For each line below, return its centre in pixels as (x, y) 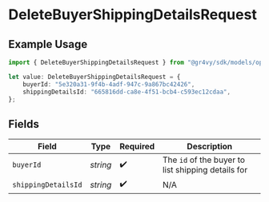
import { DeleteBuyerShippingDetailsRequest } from (96, 62)
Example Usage (48, 44)
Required (137, 147)
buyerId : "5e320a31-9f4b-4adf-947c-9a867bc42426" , (109, 84)
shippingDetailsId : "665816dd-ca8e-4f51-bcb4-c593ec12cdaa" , (126, 92)
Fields (24, 124)
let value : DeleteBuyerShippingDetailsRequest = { (94, 77)
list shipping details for (205, 170)
